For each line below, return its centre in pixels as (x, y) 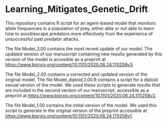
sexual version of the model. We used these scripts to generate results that (83, 85)
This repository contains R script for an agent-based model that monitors (80, 23)
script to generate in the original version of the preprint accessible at (76, 110)
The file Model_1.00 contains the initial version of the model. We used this (81, 105)
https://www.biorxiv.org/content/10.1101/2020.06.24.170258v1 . (69, 115)
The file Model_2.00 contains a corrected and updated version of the (76, 74)
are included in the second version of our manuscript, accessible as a (77, 90)
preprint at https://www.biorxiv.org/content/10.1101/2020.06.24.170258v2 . (81, 95)
